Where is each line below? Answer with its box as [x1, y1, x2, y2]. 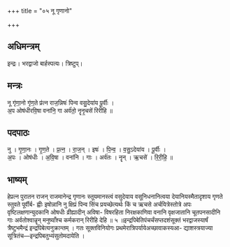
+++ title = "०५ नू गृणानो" [7, 7, 73, 15]
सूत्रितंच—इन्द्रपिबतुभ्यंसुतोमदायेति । [7, 232, 85, 240]
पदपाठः [7, 127, 30, 139]
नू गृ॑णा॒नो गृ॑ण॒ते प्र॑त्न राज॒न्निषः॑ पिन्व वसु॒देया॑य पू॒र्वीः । [7, 98, 115, 107]
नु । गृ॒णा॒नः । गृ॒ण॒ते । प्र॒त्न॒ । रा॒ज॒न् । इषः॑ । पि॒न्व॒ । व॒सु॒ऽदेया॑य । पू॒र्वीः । [7, 145, 166, 154]
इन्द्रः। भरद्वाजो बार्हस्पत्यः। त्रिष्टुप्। [7, 59, 83, 68]
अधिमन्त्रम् [7, 40, 40, 52]
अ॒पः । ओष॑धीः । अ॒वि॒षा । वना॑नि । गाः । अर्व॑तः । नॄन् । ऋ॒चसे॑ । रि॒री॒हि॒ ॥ [7, 154, 173, 162]
